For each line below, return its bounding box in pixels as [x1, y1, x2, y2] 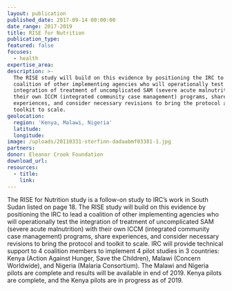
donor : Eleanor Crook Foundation [7, 151, 104, 159]
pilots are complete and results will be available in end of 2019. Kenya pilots [7, 269, 222, 277]
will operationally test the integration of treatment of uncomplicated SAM [7, 218, 214, 226]
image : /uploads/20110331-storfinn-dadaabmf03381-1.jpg [7, 139, 171, 145]
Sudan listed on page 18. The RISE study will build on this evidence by [7, 203, 206, 211]
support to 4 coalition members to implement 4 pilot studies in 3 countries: [7, 247, 220, 255]
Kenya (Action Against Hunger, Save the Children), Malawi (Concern [7, 254, 201, 263]
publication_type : [7, 36, 60, 43]
